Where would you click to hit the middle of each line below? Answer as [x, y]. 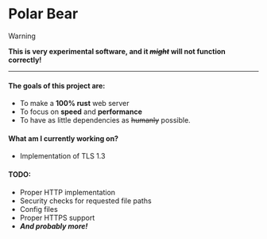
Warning [22, 36]
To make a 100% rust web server [74, 104]
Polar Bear [43, 14]
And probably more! [54, 226]
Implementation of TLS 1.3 [62, 156]
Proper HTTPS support [57, 217]
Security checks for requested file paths [86, 201]
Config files [39, 209]
